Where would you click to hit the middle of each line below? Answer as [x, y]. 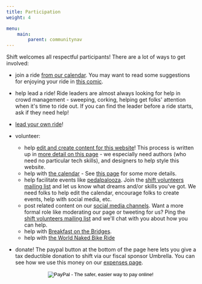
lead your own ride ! [39, 124]
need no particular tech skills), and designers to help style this [102, 160]
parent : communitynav [55, 40]
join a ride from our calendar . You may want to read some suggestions [103, 75]
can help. [36, 225]
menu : [13, 28]
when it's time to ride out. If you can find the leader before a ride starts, [104, 106]
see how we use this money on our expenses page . [79, 263]
